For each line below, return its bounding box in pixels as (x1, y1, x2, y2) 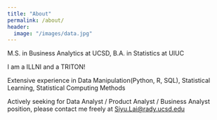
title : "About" (7, 10, 52, 18)
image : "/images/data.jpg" (13, 29, 93, 37)
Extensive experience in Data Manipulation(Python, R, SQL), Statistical (7, 76, 211, 85)
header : (7, 23, 30, 30)
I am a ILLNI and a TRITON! (7, 62, 86, 71)
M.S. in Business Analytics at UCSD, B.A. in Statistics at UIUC (7, 49, 185, 58)
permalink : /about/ (7, 17, 65, 24)
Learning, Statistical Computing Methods (7, 84, 126, 92)
